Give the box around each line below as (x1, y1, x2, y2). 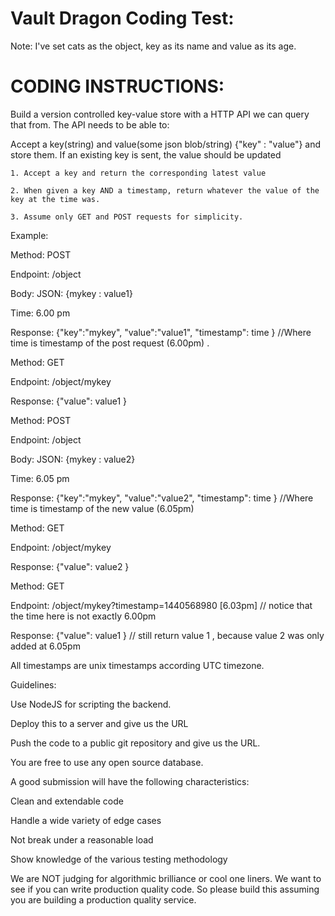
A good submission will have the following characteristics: (10, 775, 250, 787)
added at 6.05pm (10, 640, 81, 652)
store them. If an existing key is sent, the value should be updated (10, 148, 282, 161)
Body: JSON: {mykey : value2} (10, 453, 136, 465)
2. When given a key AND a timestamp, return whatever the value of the (10, 185, 320, 196)
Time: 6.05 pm (10, 472, 70, 484)
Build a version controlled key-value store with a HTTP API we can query (10, 108, 310, 120)
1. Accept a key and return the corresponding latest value (10, 168, 267, 178)
